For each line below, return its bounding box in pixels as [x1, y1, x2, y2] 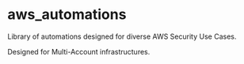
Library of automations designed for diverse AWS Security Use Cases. [7, 32, 237, 41]
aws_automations [7, 6, 127, 24]
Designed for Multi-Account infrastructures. [7, 47, 151, 56]
